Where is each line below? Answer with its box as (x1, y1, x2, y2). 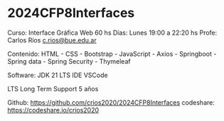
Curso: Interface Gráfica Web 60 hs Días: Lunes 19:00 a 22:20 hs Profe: (7, 28, 218, 37)
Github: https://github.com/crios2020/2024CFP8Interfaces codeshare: (7, 98, 215, 107)
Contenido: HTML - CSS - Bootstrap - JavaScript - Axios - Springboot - (7, 50, 217, 58)
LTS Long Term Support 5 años (7, 84, 99, 93)
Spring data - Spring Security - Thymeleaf (7, 57, 131, 65)
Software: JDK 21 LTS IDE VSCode (7, 71, 108, 79)
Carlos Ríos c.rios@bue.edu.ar (7, 35, 97, 44)
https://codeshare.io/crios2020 (7, 105, 100, 114)
